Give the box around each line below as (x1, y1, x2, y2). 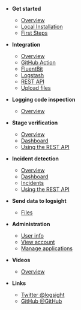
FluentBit (20, 65, 43, 72)
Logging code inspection (11, 96, 76, 103)
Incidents (20, 180, 44, 186)
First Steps (20, 29, 48, 37)
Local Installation (20, 23, 63, 30)
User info (20, 232, 44, 239)
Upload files (20, 84, 51, 92)
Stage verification (11, 119, 58, 126)
